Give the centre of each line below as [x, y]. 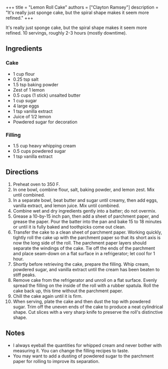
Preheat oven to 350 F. [36, 184]
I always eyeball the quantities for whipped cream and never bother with [87, 345]
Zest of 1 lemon [29, 90]
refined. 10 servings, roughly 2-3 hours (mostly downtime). [66, 33]
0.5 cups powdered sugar [39, 151]
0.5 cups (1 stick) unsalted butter [47, 95]
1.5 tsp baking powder [36, 84]
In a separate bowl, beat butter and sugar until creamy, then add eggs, [85, 200]
